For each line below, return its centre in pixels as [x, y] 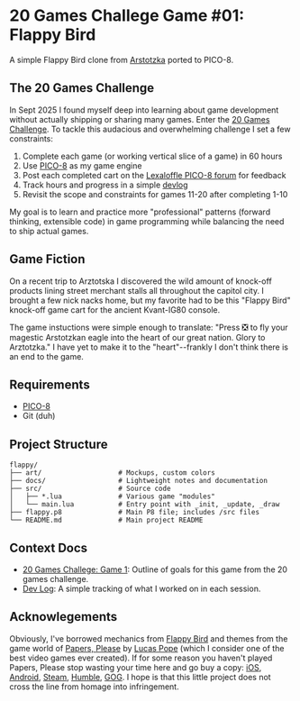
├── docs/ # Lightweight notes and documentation [139, 481]
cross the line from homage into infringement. [94, 687]
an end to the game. [46, 356]
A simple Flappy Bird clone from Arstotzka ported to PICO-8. [122, 59]
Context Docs [49, 547]
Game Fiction [47, 259]
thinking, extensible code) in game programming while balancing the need [147, 221]
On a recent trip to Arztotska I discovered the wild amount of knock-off [141, 281]
